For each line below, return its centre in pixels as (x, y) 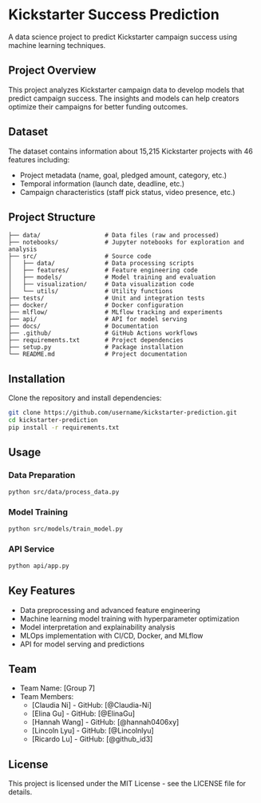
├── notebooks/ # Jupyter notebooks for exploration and (127, 242)
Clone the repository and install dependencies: (85, 398)
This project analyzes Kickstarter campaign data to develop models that (127, 89)
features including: (39, 159)
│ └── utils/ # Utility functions (91, 292)
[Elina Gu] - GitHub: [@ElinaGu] (83, 714)
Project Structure (52, 217)
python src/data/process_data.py (64, 492)
